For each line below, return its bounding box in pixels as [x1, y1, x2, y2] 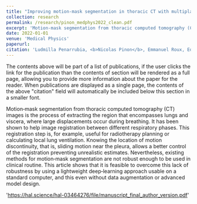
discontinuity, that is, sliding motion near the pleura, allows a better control [6, 142, 186, 149]
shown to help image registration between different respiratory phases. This [6, 124, 189, 131]
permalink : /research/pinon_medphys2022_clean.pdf [6, 19, 133, 25]
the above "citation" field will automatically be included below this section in [6, 87, 190, 94]
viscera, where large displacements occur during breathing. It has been [6, 118, 179, 125]
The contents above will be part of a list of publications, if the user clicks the [6, 63, 191, 70]
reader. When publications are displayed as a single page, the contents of [6, 81, 184, 89]
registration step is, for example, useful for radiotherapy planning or [6, 130, 170, 137]
